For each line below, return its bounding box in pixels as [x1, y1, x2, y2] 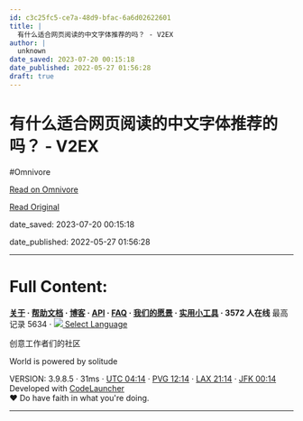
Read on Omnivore [9, 184, 78, 195]
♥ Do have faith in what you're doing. [9, 392, 150, 403]
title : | [9, 22, 42, 31]
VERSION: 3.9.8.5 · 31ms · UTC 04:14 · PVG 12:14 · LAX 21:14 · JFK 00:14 [9, 373, 277, 384]
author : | [9, 38, 47, 48]
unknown [17, 47, 47, 56]
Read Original [9, 201, 60, 212]
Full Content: [9, 276, 108, 297]
